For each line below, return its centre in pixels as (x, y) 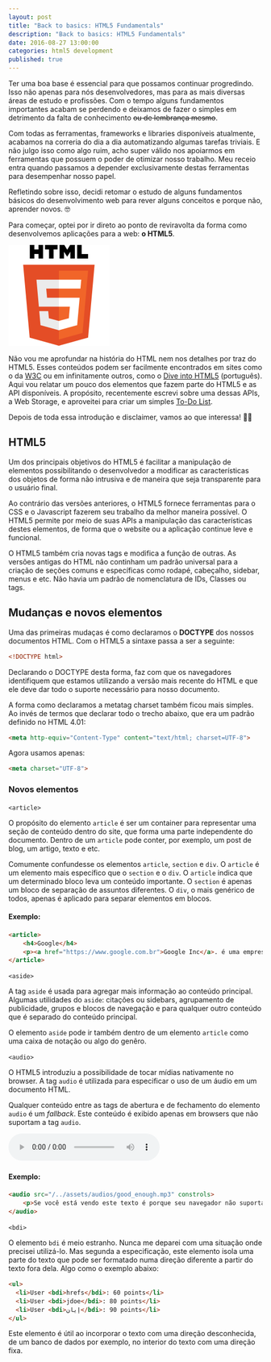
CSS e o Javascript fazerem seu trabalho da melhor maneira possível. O (128, 511)
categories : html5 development (61, 51)
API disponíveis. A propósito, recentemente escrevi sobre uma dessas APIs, (134, 393)
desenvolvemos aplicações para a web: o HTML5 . (92, 233)
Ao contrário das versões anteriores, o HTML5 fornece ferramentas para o (132, 503)
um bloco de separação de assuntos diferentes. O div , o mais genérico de (132, 889)
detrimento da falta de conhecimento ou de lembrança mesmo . (113, 118)
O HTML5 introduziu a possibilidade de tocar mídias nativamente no (121, 1073)
